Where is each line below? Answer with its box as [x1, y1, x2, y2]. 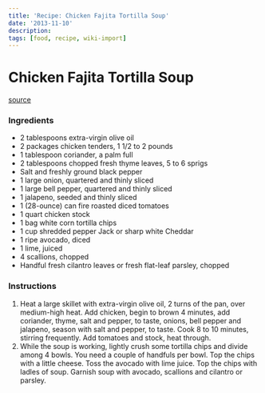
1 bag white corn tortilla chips [19, 218, 117, 228]
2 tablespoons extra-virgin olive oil [19, 133, 134, 142]
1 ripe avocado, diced [19, 235, 91, 245]
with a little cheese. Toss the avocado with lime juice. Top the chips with [19, 358, 258, 368]
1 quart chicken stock [19, 210, 90, 219]
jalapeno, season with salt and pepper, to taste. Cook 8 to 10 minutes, [19, 324, 249, 334]
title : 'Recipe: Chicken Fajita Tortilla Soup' [8, 11, 170, 20]
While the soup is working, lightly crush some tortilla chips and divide [19, 341, 248, 351]
